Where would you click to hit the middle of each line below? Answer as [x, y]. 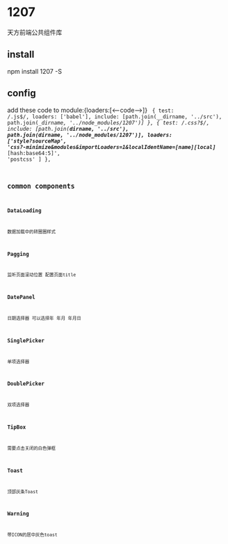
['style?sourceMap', [37, 141]
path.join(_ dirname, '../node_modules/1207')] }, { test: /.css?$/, [108, 122]
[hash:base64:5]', [34, 153]
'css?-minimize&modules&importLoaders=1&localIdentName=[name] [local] [112, 147]
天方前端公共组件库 [35, 32]
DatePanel [22, 297]
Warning [18, 514]
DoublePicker [26, 384]
